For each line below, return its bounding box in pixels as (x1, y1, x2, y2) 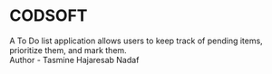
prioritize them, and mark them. (9, 44, 127, 55)
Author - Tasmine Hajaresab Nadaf (9, 54, 140, 65)
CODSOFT (9, 5, 88, 26)
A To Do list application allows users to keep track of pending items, (9, 35, 263, 46)
